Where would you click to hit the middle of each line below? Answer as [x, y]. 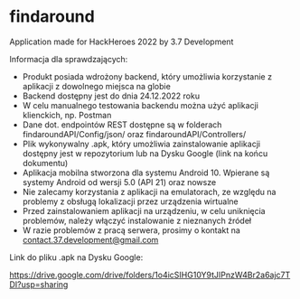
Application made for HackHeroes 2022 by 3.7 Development [122, 42]
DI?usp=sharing [39, 284]
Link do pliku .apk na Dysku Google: [76, 257]
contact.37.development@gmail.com [90, 239]
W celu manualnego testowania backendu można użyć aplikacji [141, 105]
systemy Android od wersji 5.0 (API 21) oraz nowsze [119, 182]
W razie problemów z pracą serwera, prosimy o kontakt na [131, 230]
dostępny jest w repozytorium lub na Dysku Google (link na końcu [145, 153]
